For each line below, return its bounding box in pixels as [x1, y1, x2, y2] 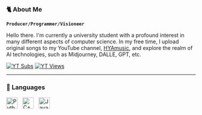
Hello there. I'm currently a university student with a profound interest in [6, 32, 185, 39]
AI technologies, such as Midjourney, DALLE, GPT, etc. [6, 51, 141, 58]
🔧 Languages [6, 83, 45, 92]
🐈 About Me [6, 5, 42, 13]
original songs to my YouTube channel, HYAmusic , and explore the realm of [6, 45, 193, 52]
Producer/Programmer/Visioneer [6, 21, 85, 27]
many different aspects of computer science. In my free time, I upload [6, 38, 179, 45]
